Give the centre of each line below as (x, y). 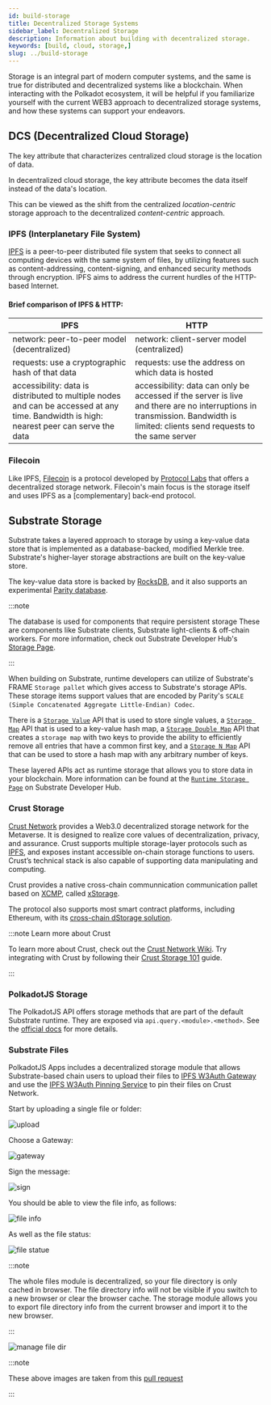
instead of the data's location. (58, 188)
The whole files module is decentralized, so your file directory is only (123, 1281)
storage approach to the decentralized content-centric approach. (117, 213)
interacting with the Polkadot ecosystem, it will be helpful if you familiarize (132, 93)
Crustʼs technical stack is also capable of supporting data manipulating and (133, 860)
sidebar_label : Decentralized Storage (73, 31)
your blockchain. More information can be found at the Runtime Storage (127, 779)
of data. (21, 164)
